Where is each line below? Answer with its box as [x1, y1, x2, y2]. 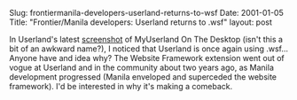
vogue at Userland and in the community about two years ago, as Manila [9, 62, 275, 73]
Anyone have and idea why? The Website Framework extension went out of [9, 53, 285, 63]
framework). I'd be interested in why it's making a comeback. [9, 81, 233, 91]
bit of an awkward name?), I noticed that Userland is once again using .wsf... [9, 43, 289, 54]
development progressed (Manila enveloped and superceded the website [9, 72, 277, 82]
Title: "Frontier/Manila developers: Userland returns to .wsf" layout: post [9, 17, 273, 27]
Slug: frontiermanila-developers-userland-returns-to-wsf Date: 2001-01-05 [9, 8, 284, 18]
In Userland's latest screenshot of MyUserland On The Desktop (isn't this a [9, 35, 284, 44]
